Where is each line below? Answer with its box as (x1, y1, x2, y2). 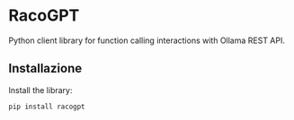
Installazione (8, 61, 83, 76)
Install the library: (8, 84, 73, 95)
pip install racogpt (8, 102, 86, 111)
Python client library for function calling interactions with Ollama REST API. (8, 35, 285, 46)
